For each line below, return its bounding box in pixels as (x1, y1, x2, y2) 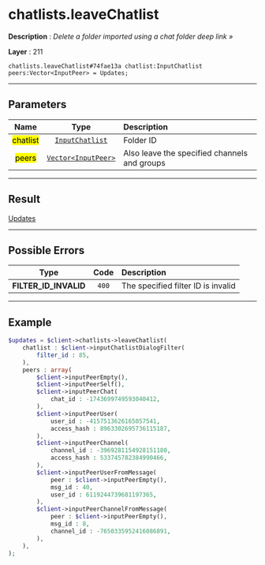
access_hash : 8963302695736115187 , (50, 425, 171, 432)
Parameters (8, 98, 67, 111)
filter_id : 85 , (36, 351, 90, 359)
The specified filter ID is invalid (121, 280, 236, 291)
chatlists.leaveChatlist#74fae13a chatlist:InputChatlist (8, 62, 203, 70)
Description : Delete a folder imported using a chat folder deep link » (8, 32, 233, 41)
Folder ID (123, 134, 157, 145)
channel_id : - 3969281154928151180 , (50, 447, 171, 455)
